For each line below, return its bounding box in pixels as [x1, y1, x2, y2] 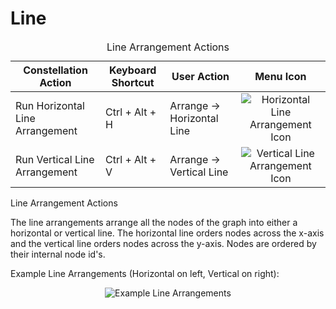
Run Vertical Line [15, 152, 95, 166]
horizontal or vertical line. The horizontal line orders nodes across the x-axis [10, 227, 325, 239]
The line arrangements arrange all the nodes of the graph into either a [10, 216, 298, 228]
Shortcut [111, 75, 155, 89]
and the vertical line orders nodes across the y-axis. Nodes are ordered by [10, 237, 317, 249]
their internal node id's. [10, 248, 106, 260]
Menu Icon [254, 69, 307, 83]
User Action [171, 69, 230, 83]
